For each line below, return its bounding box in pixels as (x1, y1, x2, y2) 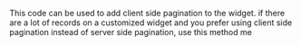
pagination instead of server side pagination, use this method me (9, 27, 252, 37)
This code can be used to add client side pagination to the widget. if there (9, 8, 286, 18)
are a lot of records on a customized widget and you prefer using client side (9, 17, 293, 28)
